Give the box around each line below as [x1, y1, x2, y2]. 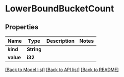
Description [46, 38, 75, 44]
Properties [5, 23, 39, 31]
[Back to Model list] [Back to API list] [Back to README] [5, 67, 119, 73]
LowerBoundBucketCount [5, 3, 114, 14]
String [26, 46, 42, 53]
